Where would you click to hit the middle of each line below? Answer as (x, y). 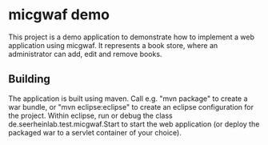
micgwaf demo (59, 15)
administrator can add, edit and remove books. (85, 54)
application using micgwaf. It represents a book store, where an (113, 45)
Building (29, 79)
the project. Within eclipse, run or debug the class (91, 115)
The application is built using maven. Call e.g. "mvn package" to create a (128, 99)
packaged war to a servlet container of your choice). (95, 132)
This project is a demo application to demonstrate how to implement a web (131, 37)
